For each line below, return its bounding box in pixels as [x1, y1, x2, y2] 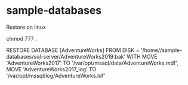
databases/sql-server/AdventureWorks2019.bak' [6, 53, 126, 60]
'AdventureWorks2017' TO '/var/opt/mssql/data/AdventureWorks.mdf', [6, 59, 179, 66]
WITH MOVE [127, 53, 158, 60]
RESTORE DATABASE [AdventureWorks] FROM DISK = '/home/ [6, 46, 160, 54]
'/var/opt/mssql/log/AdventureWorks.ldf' [6, 72, 106, 79]
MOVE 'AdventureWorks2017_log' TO [6, 65, 97, 72]
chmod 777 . [6, 35, 37, 42]
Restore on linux [6, 23, 46, 31]
